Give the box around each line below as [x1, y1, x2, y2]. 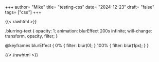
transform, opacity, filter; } [5, 33, 58, 39]
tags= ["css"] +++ [5, 9, 42, 15]
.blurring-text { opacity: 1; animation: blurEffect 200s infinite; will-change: [5, 28, 152, 33]
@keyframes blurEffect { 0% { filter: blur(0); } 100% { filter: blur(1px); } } [5, 43, 149, 48]
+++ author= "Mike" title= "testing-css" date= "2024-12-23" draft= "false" [5, 4, 155, 10]
